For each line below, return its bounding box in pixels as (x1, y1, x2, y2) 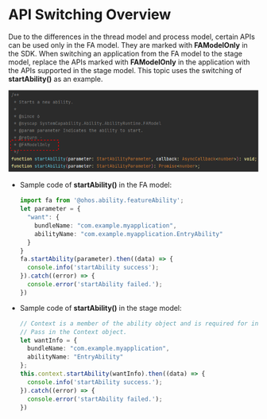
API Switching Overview (8, 6, 172, 24)
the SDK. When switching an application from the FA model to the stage (8, 48, 242, 58)
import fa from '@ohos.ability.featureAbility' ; (19, 196, 184, 204)
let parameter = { (19, 205, 81, 213)
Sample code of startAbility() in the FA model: (19, 180, 172, 190)
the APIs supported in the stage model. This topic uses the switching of (8, 65, 242, 75)
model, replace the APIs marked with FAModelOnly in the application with (8, 57, 250, 67)
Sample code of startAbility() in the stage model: (19, 303, 182, 312)
